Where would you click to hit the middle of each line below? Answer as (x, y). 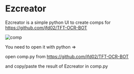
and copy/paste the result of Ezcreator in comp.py (57, 66)
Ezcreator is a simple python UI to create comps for (58, 22)
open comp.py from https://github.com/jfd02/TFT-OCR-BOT (67, 56)
